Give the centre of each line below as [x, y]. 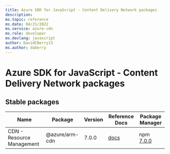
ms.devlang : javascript [30, 38]
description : [19, 15]
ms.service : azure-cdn [29, 29]
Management [24, 144]
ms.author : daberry [26, 48]
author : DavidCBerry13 [29, 43]
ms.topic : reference [27, 19]
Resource [19, 137]
